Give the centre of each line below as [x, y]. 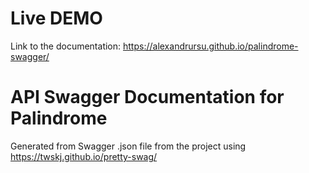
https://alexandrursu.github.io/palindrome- [211, 46]
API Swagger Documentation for [147, 97]
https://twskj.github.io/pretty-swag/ [84, 156]
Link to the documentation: [66, 46]
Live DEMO [56, 18]
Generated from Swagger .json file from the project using [128, 146]
